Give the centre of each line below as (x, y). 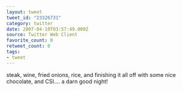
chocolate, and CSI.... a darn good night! (57, 81)
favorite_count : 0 (30, 40)
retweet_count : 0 (28, 46)
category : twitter (30, 23)
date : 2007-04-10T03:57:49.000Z (47, 29)
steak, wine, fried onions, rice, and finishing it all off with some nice (91, 75)
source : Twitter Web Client (42, 35)
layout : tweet (24, 12)
